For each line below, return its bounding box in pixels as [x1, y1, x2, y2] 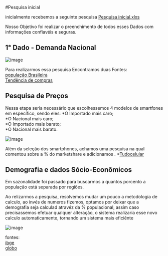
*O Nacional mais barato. [5, 126, 58, 132]
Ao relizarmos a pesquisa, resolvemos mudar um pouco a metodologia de [5, 194, 158, 200]
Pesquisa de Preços [5, 92, 69, 100]
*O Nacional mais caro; [5, 115, 54, 122]
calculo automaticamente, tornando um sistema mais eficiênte [5, 215, 134, 221]
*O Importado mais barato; [5, 121, 61, 127]
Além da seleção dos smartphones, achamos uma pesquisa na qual [5, 145, 145, 152]
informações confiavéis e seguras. [5, 29, 77, 35]
